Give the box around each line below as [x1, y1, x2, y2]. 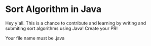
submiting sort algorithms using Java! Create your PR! [5, 25, 118, 31]
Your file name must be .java [5, 35, 65, 41]
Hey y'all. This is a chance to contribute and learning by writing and [5, 20, 146, 26]
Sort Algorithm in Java [5, 3, 102, 15]
